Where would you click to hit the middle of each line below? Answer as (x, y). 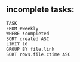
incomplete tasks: (40, 10)
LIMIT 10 (17, 44)
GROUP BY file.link (30, 49)
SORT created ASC (28, 39)
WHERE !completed (28, 34)
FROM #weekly (22, 28)
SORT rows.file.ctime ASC (38, 54)
